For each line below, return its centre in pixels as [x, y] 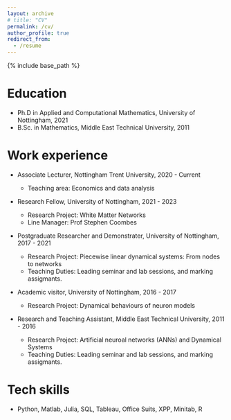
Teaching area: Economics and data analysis [91, 188]
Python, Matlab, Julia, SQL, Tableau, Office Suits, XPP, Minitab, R [110, 409]
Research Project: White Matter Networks [87, 215]
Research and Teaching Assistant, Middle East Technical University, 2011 [121, 319]
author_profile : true [38, 33]
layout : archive [30, 14]
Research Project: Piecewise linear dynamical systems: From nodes [123, 256]
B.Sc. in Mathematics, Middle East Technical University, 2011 [103, 127]
